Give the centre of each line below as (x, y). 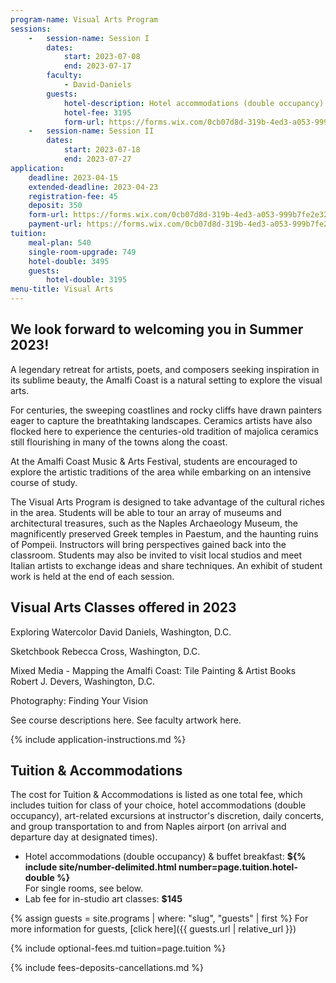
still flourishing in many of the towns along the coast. (119, 442)
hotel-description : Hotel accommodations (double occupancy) (194, 103)
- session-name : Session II (91, 131)
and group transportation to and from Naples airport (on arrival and (148, 827)
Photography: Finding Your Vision (79, 700)
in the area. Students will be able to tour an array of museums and (146, 512)
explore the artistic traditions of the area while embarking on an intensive (161, 472)
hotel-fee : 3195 (97, 112)
